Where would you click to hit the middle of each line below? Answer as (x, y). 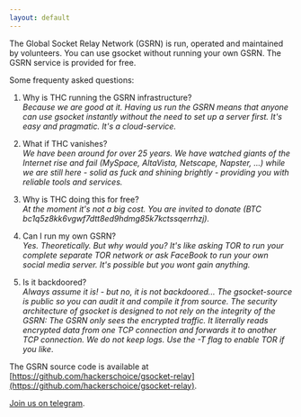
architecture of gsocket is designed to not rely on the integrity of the (149, 311)
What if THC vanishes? (65, 143)
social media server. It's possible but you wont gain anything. (136, 264)
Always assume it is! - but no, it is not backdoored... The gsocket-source (157, 291)
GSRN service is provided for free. (73, 62)
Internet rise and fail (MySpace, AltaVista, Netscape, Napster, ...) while (154, 162)
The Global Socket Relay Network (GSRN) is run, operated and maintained (146, 43)
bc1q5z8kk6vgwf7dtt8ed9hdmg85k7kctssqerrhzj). (115, 218)
